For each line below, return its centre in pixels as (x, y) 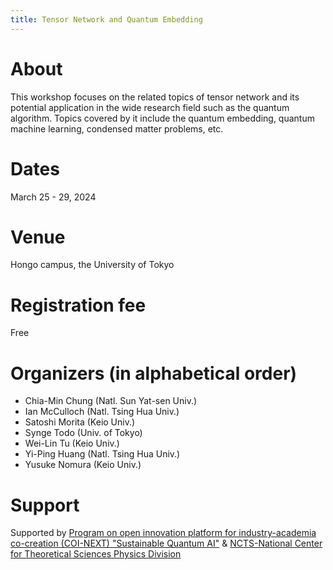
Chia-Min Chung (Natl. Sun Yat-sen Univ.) (111, 401)
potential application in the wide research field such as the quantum (150, 107)
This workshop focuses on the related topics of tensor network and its (155, 97)
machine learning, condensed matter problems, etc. (117, 128)
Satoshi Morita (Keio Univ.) (80, 422)
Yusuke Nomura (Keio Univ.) (83, 465)
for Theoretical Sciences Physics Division (96, 554)
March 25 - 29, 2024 (53, 197)
